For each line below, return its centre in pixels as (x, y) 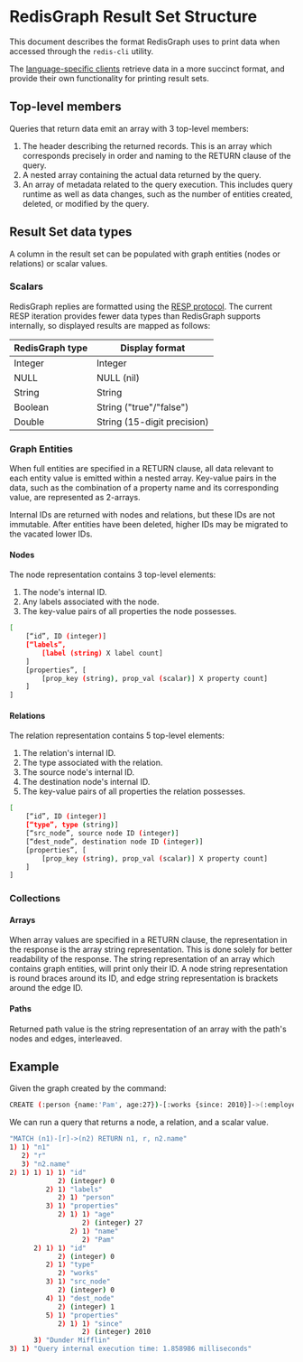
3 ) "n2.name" (46, 1164)
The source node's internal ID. (78, 772)
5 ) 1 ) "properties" (82, 1315)
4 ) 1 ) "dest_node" (80, 1298)
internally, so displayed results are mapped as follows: (110, 325)
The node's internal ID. (64, 592)
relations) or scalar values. (59, 263)
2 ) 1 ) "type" (70, 1265)
